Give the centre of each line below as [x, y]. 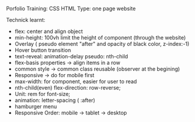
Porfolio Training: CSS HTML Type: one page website [71, 9]
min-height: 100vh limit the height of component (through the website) [100, 37]
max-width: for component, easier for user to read [76, 81]
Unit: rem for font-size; [43, 94]
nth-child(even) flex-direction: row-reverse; [68, 88]
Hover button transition [43, 50]
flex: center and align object [49, 31]
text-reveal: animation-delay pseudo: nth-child [71, 56]
